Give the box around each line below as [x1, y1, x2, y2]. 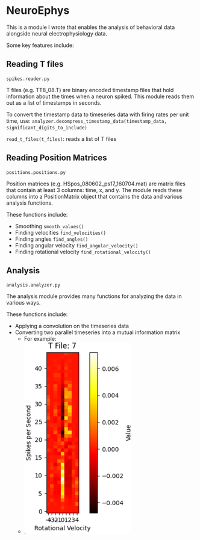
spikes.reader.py [6, 76, 50, 82]
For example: [23, 335, 57, 343]
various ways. [6, 299, 41, 306]
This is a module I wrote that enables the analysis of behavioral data [6, 23, 175, 31]
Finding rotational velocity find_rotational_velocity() [14, 248, 151, 255]
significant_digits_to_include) [6, 125, 87, 131]
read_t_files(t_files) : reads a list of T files [6, 135, 116, 142]
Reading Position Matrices [6, 153, 107, 163]
